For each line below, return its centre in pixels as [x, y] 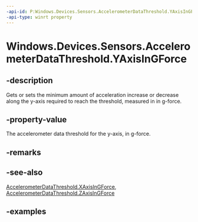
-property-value [37, 120]
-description [29, 81]
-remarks [24, 152]
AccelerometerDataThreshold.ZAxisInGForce [60, 193]
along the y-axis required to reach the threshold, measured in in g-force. [94, 101]
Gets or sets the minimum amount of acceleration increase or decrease [93, 94]
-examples [26, 211]
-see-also [24, 173]
